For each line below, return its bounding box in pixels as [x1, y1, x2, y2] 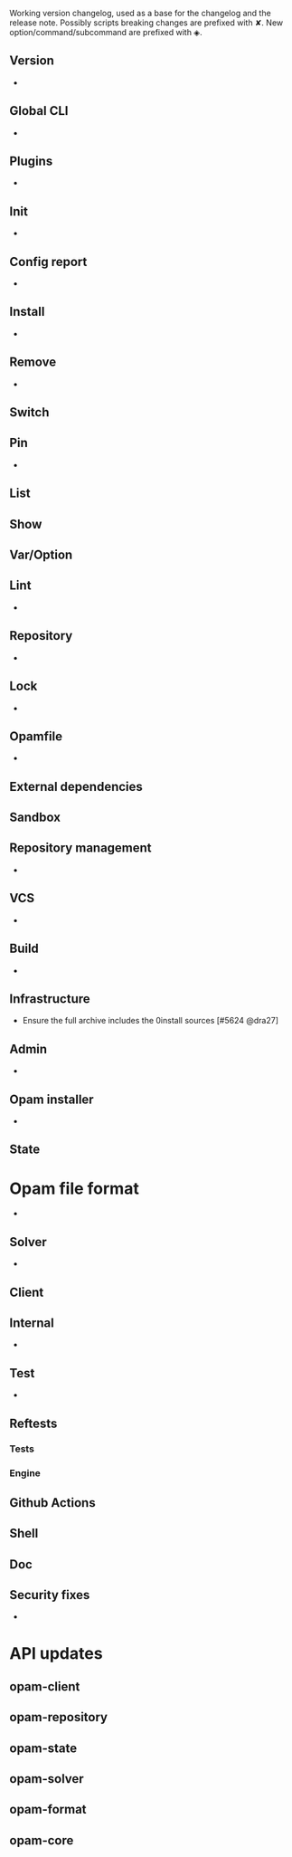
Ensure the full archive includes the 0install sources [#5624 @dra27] [22, 1015, 278, 1026]
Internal [9, 1315, 54, 1330]
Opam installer [9, 1091, 94, 1107]
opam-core [9, 1833, 74, 1848]
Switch [9, 405, 50, 420]
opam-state [9, 1740, 78, 1756]
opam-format [9, 1802, 88, 1817]
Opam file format [9, 1178, 140, 1198]
